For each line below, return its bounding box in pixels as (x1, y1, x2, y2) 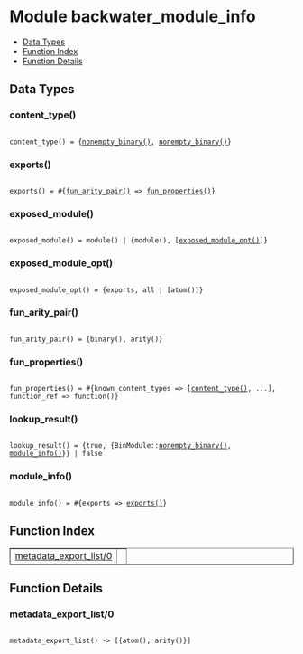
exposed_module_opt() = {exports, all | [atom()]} (9, 285, 204, 295)
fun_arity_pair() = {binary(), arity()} (9, 335, 164, 344)
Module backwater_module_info (9, 6, 257, 27)
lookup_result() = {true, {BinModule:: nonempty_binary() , (9, 441, 232, 450)
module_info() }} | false (9, 450, 103, 459)
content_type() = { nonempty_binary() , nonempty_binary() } (9, 137, 232, 147)
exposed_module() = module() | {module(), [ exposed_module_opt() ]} (9, 236, 269, 245)
